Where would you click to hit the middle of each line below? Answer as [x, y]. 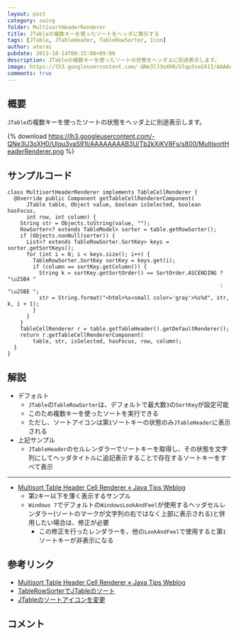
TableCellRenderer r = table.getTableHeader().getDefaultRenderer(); [125, 329]
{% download [27, 136]
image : [17, 67]
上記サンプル [36, 440]
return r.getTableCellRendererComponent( [82, 335]
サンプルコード [40, 176]
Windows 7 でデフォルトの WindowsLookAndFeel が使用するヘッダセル [124, 504]
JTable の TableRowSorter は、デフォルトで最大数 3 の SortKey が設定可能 [129, 404]
